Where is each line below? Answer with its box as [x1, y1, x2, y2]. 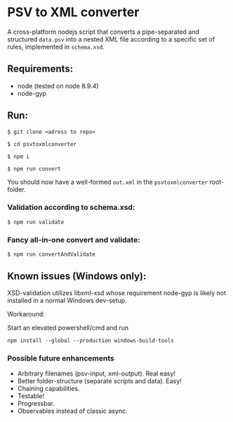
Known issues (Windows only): [7, 270, 147, 282]
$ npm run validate [7, 218, 65, 225]
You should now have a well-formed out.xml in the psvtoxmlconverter [7, 178, 208, 186]
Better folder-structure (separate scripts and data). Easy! [17, 377, 182, 385]
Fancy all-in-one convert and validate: [7, 235, 140, 244]
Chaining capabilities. [17, 385, 80, 393]
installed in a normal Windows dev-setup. [7, 296, 128, 304]
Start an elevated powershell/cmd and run [7, 323, 129, 332]
